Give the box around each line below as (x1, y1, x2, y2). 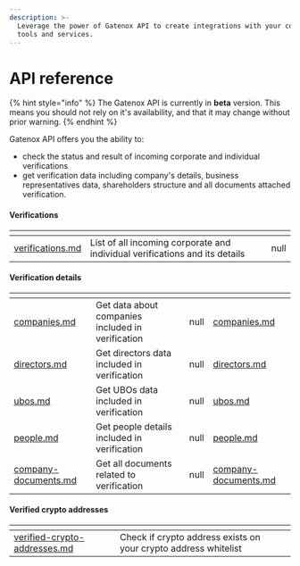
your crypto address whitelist (119, 542, 243, 554)
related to (96, 468, 137, 480)
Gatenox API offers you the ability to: (9, 134, 145, 145)
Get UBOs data (96, 383, 159, 395)
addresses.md (13, 542, 74, 554)
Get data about (96, 298, 159, 311)
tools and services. (17, 29, 94, 38)
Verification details (9, 272, 82, 283)
